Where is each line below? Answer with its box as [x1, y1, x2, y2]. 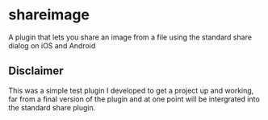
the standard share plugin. [8, 102, 96, 112]
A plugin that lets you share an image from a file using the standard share [8, 32, 253, 42]
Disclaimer [8, 64, 64, 78]
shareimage [8, 6, 90, 24]
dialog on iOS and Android [8, 40, 96, 50]
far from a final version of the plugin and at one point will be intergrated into [8, 94, 260, 104]
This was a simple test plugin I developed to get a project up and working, [8, 85, 254, 95]
